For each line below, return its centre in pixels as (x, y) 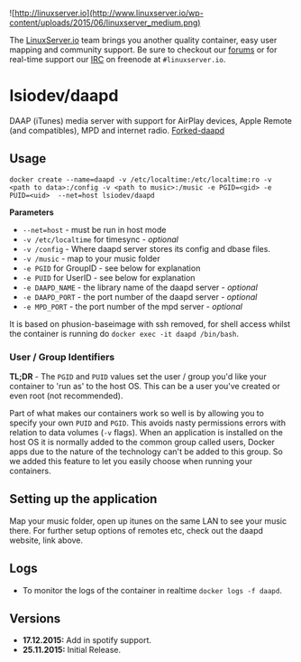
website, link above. (46, 540)
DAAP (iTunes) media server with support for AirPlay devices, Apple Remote (151, 120)
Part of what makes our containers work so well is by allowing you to (137, 414)
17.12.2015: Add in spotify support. (87, 640)
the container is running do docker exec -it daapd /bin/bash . (124, 333)
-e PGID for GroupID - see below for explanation (111, 268)
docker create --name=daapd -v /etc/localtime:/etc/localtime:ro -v (141, 180)
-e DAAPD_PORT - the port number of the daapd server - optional (140, 296)
